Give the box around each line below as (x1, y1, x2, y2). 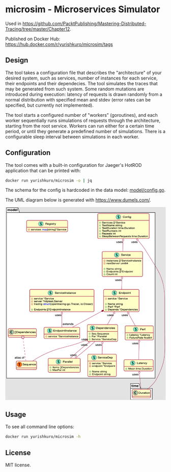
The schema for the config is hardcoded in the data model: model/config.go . (5, 187, 166, 193)
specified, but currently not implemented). (5, 102, 94, 108)
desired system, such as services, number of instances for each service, (5, 75, 158, 81)
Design (5, 56, 28, 65)
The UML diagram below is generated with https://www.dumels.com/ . (5, 197, 151, 203)
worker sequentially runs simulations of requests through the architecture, (5, 117, 161, 123)
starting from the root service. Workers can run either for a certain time (5, 122, 154, 129)
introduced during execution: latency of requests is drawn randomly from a (5, 91, 163, 97)
